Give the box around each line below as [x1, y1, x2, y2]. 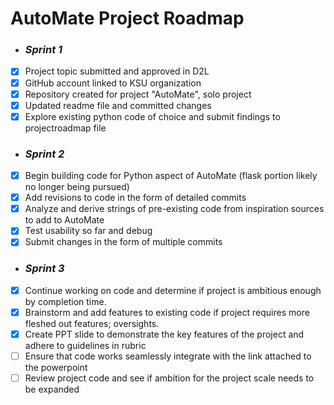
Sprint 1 [24, 43, 63, 57]
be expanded [24, 383, 80, 396]
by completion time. [24, 295, 107, 307]
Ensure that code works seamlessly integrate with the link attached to [24, 350, 312, 362]
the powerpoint [24, 361, 88, 373]
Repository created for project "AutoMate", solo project [24, 88, 252, 100]
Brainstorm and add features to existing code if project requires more [24, 306, 310, 318]
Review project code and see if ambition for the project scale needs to [24, 372, 315, 384]
